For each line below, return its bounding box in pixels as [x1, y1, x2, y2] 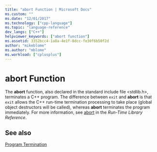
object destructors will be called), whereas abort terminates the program [5, 105, 150, 110]
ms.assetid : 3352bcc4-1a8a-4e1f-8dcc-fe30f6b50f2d [5, 39, 109, 44]
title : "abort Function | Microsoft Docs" [5, 7, 92, 12]
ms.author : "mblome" [5, 47, 47, 52]
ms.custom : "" [5, 12, 34, 16]
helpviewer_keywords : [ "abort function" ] [5, 34, 90, 39]
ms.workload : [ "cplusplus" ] [5, 52, 62, 57]
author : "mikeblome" [5, 43, 47, 48]
